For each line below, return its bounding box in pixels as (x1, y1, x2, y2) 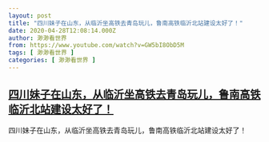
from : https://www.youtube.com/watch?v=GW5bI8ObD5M (8, 41, 184, 49)
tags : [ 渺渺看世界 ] (8, 49, 74, 57)
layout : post (8, 11, 52, 20)
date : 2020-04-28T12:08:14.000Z (8, 26, 116, 34)
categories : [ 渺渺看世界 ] (8, 57, 96, 65)
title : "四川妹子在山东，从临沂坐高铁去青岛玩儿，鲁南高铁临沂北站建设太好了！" (8, 19, 243, 27)
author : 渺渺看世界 (8, 34, 67, 42)
